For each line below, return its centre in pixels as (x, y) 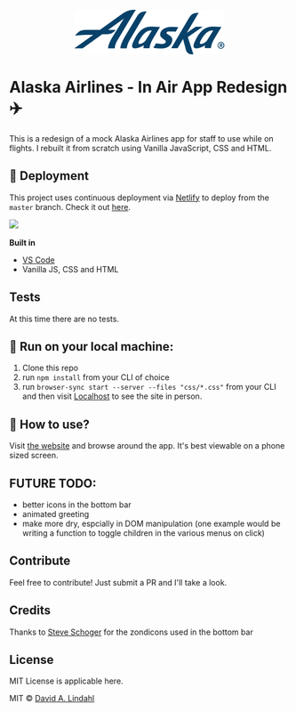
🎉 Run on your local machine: (92, 347)
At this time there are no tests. (64, 319)
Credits (30, 611)
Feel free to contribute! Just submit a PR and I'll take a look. (118, 582)
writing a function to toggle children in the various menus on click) (143, 533)
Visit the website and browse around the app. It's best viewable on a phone (147, 446)
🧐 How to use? (50, 424)
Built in (22, 242)
